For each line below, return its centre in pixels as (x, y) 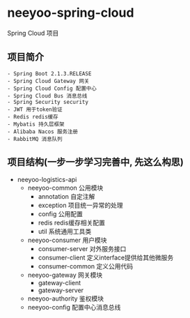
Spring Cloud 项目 (33, 33)
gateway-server (61, 290)
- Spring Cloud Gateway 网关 (48, 81)
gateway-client (60, 282)
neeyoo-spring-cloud (71, 13)
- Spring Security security (48, 102)
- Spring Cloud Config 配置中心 (52, 89)
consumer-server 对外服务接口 (82, 248)
